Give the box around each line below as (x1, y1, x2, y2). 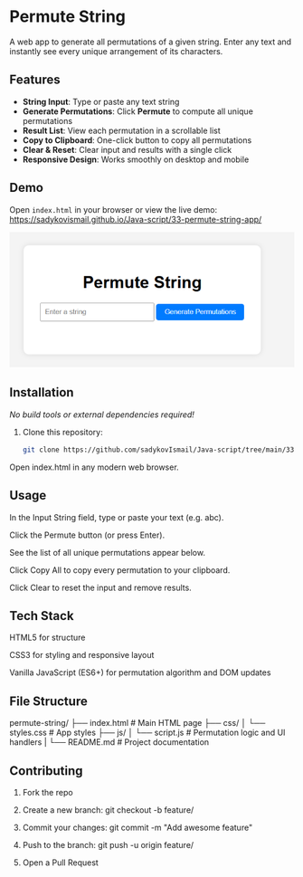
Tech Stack (9, 608, 74, 624)
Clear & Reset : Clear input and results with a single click (22, 144, 232, 155)
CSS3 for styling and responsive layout (9, 650, 155, 661)
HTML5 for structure (9, 632, 86, 643)
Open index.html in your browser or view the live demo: (9, 204, 218, 214)
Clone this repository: (22, 426, 103, 437)
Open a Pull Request (22, 857, 99, 868)
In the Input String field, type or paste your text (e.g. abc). (9, 511, 224, 522)
